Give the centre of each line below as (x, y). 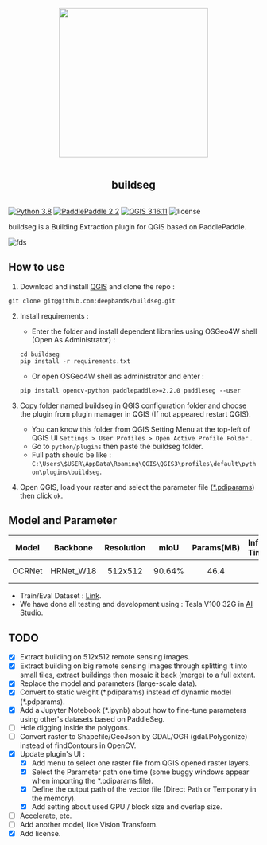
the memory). (54, 798)
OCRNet (27, 571)
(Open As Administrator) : (74, 339)
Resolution (125, 548)
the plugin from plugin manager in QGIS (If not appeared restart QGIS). (135, 413)
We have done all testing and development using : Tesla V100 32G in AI (136, 604)
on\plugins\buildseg (66, 472)
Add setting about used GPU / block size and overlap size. (127, 806)
